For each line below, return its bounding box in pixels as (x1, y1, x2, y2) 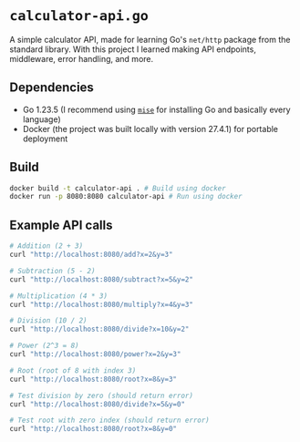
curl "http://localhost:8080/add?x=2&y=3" (9, 250, 173, 259)
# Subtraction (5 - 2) (9, 266, 96, 275)
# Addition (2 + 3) (9, 242, 84, 251)
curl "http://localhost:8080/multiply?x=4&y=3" (9, 300, 194, 309)
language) (22, 113, 61, 125)
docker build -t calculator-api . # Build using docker (9, 183, 226, 193)
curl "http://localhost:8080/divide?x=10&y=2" (9, 324, 190, 334)
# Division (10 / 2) (9, 316, 88, 325)
